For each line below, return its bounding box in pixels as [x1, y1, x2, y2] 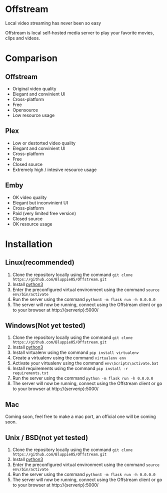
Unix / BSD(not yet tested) [5, 433, 88, 442]
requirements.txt [12, 371, 49, 376]
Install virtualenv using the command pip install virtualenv [12, 349, 139, 355]
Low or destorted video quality [12, 140, 76, 146]
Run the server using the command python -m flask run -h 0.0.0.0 [12, 375, 153, 381]
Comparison [5, 52, 58, 64]
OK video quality [12, 194, 47, 200]
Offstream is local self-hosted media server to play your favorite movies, [5, 29, 154, 35]
